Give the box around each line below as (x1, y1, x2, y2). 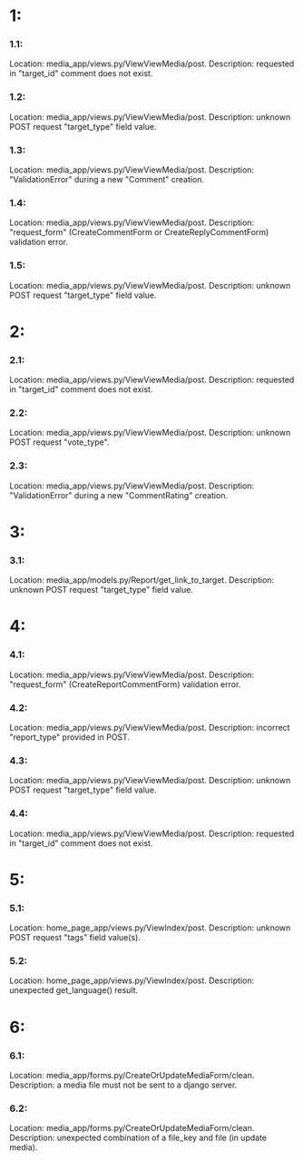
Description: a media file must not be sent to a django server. (9, 1079, 238, 1090)
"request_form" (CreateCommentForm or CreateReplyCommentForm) (9, 227, 269, 238)
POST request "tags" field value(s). (9, 932, 141, 943)
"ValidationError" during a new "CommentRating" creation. (9, 489, 229, 500)
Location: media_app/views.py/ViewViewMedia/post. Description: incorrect (9, 723, 290, 733)
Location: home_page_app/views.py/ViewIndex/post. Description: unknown (9, 922, 291, 933)
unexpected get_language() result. (9, 985, 139, 996)
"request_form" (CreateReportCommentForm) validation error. (9, 678, 241, 690)
